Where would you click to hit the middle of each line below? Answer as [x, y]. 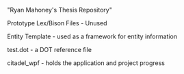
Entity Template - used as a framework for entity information [92, 36]
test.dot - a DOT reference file [50, 50]
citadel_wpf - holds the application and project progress [86, 63]
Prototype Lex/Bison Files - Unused [57, 23]
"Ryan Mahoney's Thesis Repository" [60, 10]
